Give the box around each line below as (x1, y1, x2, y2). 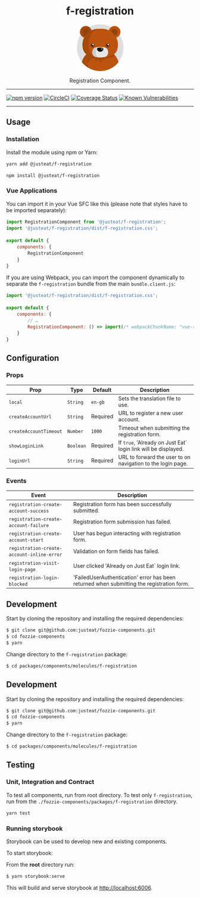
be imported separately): (6, 206, 67, 213)
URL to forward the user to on (118, 454, 191, 461)
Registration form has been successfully (73, 500, 172, 507)
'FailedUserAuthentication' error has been (73, 574, 176, 581)
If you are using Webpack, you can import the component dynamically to (6, 274, 185, 281)
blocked (8, 581, 28, 587)
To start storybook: (6, 849, 53, 856)
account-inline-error (8, 552, 62, 558)
